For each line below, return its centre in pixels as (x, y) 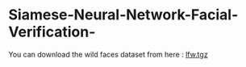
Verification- (52, 32)
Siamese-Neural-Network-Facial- (123, 15)
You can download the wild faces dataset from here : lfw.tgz (108, 54)
